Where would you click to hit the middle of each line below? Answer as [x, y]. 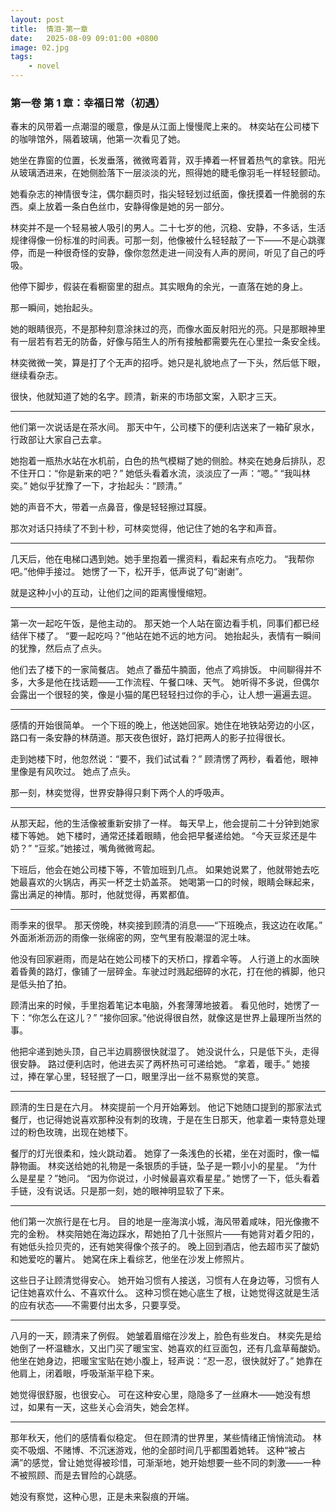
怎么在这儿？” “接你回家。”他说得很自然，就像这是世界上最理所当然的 [181, 1018]
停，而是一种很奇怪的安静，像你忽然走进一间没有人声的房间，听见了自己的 [163, 253]
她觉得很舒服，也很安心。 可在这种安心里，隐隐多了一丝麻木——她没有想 [160, 1395]
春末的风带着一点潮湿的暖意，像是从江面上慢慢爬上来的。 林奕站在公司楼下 [165, 127]
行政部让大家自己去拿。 [58, 440]
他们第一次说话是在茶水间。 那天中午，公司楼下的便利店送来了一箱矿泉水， [165, 427]
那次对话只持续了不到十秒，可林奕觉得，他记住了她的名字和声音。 [146, 528]
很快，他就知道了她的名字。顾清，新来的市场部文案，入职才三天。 [146, 397]
